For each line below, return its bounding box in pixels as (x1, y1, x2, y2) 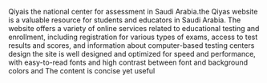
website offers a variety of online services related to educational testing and (8, 24, 260, 33)
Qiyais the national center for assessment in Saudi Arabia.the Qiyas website (8, 7, 258, 16)
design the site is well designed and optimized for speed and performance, (8, 49, 257, 58)
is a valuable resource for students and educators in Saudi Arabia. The (8, 15, 241, 25)
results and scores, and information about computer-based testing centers (8, 41, 255, 50)
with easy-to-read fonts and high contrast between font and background (8, 57, 249, 67)
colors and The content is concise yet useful (8, 66, 156, 75)
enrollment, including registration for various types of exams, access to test (8, 32, 258, 41)
